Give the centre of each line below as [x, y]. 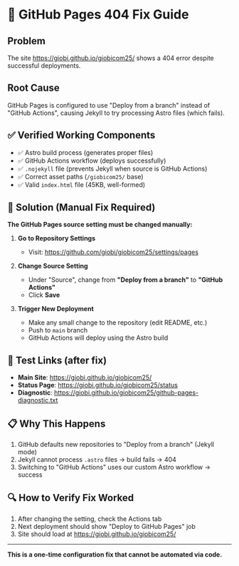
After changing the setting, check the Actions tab [90, 519]
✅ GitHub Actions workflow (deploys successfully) [92, 161]
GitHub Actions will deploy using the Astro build [98, 338]
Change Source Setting [53, 266]
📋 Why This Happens [57, 424]
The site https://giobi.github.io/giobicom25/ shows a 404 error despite [111, 58]
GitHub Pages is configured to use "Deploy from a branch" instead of [109, 105]
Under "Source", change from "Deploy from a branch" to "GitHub [126, 280]
